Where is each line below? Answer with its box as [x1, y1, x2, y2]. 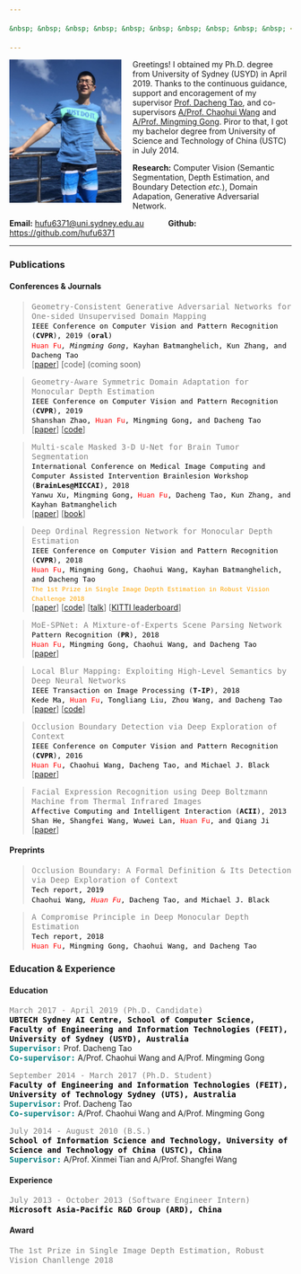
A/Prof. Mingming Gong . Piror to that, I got [133, 117, 288, 128]
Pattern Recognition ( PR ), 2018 [30, 630, 159, 640]
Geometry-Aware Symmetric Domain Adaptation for [30, 376, 249, 386]
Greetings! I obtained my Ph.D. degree [133, 59, 273, 70]
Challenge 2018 [30, 594, 85, 603]
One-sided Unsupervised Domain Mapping [30, 311, 207, 321]
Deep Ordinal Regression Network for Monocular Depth [30, 526, 273, 536]
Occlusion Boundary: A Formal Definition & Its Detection [30, 865, 292, 875]
